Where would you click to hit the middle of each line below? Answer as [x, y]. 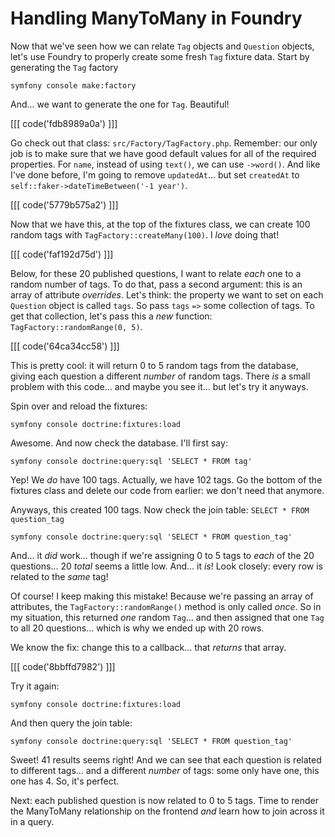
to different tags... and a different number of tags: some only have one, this [165, 770]
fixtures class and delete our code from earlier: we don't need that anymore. [167, 490]
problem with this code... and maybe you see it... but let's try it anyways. [159, 386]
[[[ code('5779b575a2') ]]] [64, 204]
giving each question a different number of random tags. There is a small [160, 376]
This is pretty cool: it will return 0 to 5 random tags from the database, [154, 365]
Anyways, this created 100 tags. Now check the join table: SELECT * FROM [160, 509]
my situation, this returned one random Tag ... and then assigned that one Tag [167, 617]
